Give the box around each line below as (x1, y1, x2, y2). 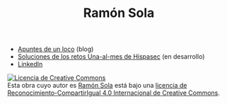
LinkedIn (17, 60, 43, 69)
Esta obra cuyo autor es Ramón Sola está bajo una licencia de (7, 81, 187, 90)
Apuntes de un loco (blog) (17, 45, 94, 54)
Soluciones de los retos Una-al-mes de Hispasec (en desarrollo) (17, 52, 205, 61)
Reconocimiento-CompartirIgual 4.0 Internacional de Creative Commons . (7, 88, 221, 97)
